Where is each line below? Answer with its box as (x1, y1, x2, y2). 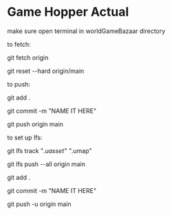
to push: (7, 80, 31, 88)
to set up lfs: (7, 133, 43, 142)
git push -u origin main (7, 200, 72, 208)
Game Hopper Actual (7, 4, 129, 20)
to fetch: (7, 40, 31, 48)
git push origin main (7, 120, 64, 128)
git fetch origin (7, 53, 49, 62)
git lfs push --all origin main (7, 159, 86, 168)
